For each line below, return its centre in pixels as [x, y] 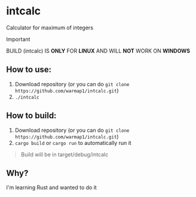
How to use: [29, 70]
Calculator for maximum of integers [50, 28]
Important [18, 39]
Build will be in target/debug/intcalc [65, 154]
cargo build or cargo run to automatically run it [73, 143]
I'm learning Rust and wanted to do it [51, 187]
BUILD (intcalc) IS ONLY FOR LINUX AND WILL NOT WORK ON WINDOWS [98, 51]
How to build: [31, 116]
